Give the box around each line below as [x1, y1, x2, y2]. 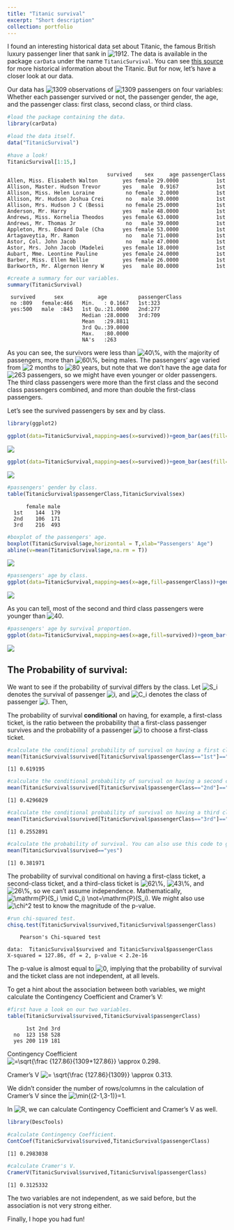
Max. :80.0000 [81, 331, 130, 337]
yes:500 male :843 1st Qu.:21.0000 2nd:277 [10, 306, 160, 313]
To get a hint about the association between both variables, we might [7, 985, 205, 994]
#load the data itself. [7, 133, 77, 140]
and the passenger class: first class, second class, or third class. [7, 100, 193, 109]
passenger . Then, [7, 697, 68, 706]
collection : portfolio [7, 23, 73, 30]
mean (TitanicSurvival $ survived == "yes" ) [7, 846, 123, 854]
